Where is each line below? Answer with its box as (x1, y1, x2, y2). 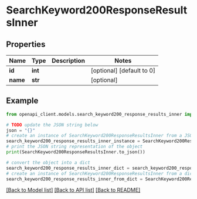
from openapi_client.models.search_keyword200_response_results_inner (6, 111, 182, 117)
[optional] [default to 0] (90, 67, 155, 74)
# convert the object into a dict (6, 159, 91, 166)
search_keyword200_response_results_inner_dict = (6, 165, 130, 171)
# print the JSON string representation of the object (6, 144, 143, 150)
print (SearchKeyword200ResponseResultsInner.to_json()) (6, 149, 145, 155)
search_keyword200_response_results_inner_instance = (6, 138, 141, 144)
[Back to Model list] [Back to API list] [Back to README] (6, 187, 141, 194)
